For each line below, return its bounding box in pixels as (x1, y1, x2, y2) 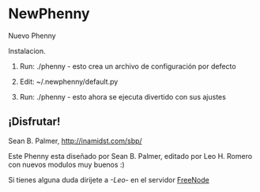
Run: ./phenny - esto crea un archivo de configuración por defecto (19, 61, 236, 71)
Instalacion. (8, 46, 46, 55)
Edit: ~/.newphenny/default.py (19, 77, 119, 86)
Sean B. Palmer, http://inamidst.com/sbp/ (8, 136, 142, 145)
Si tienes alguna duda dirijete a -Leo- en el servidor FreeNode (8, 175, 209, 184)
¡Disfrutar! (8, 115, 61, 129)
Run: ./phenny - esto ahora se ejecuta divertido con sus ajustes (19, 92, 227, 101)
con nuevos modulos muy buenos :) (8, 160, 125, 169)
